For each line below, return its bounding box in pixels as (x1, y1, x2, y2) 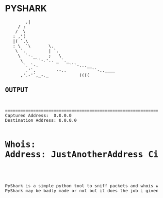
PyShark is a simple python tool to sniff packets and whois (5, 183, 154, 188)
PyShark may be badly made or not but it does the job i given (5, 188, 159, 193)
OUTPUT (5, 86, 28, 94)
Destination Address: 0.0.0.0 (5, 117, 77, 123)
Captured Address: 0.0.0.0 (5, 113, 72, 118)
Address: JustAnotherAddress (5, 149, 144, 160)
